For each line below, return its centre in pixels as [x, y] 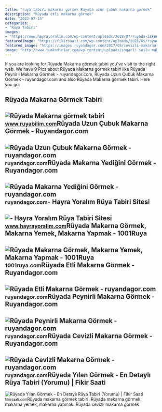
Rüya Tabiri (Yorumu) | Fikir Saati [55, 383]
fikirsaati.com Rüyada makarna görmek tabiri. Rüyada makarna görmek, [74, 399]
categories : [17, 23]
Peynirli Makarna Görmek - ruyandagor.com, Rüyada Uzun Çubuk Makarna [80, 74]
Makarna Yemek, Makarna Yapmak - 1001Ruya [76, 234]
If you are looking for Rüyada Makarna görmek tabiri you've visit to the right [80, 64]
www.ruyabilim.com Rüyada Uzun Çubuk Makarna [77, 124]
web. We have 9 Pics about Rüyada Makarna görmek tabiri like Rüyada [75, 69]
